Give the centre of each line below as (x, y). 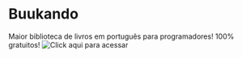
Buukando (44, 14)
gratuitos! (24, 44)
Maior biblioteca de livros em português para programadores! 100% (121, 36)
